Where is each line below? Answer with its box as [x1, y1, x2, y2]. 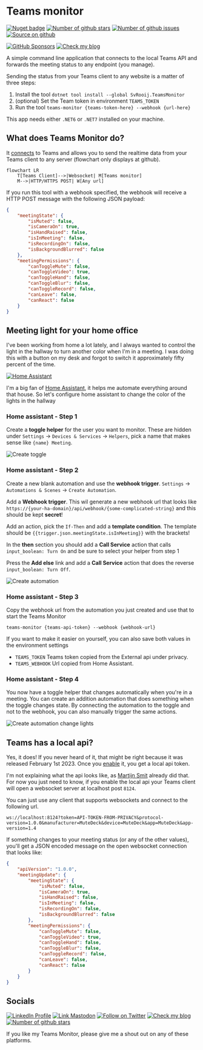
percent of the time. [6, 361, 56, 368]
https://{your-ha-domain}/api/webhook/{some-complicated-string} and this [6, 504, 196, 511]
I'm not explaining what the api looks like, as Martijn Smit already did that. [6, 772, 190, 779]
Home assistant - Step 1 [6, 412, 78, 421]
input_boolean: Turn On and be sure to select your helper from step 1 [6, 547, 180, 554]
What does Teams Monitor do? [6, 133, 125, 143]
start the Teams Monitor [6, 613, 67, 620]
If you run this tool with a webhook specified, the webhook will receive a [6, 188, 187, 196]
